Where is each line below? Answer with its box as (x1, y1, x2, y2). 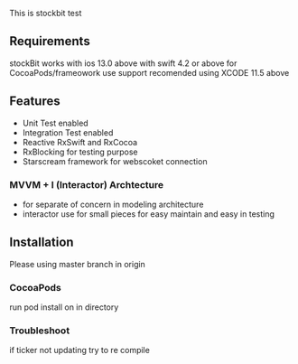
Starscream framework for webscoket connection (22, 155, 208, 166)
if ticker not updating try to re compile (9, 345, 151, 356)
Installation (9, 235, 74, 250)
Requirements (9, 33, 90, 49)
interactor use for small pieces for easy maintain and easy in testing (22, 208, 275, 219)
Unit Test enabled (22, 117, 88, 128)
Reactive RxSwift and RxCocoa (22, 136, 138, 147)
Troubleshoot (9, 324, 70, 337)
